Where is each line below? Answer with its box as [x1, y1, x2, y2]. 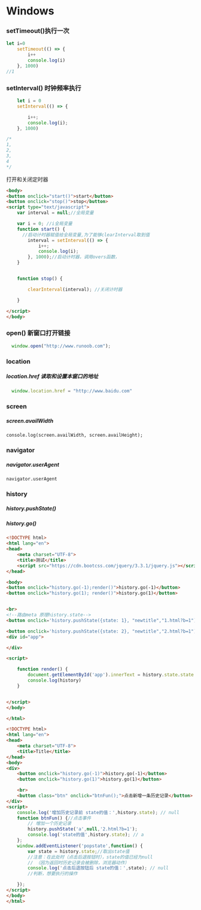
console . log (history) [28, 678, 82, 684]
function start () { [17, 226, 66, 232]
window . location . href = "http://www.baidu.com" [11, 388, 133, 394]
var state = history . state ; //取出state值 [28, 848, 130, 854]
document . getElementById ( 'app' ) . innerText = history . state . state [28, 672, 194, 678]
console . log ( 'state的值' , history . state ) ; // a [28, 832, 144, 838]
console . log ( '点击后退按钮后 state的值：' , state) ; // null [28, 865, 169, 871]
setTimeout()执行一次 [6, 27, 70, 35]
